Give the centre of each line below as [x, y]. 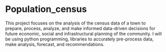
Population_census [46, 9]
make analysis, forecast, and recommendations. [55, 44]
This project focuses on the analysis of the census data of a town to [75, 23]
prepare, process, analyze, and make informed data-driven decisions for [80, 28]
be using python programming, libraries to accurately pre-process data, [79, 39]
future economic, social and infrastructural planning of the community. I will [84, 33]
